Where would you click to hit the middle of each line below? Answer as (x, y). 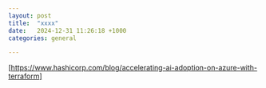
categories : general (43, 38)
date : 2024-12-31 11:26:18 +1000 (67, 30)
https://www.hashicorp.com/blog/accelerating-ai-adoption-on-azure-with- (134, 68)
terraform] (25, 76)
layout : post (30, 16)
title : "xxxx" (34, 23)
